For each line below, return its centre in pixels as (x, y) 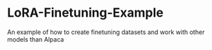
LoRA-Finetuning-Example (86, 13)
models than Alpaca (36, 39)
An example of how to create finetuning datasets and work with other (106, 32)
